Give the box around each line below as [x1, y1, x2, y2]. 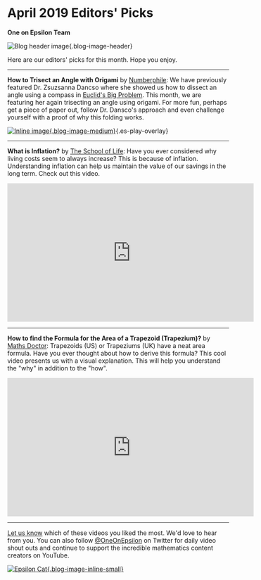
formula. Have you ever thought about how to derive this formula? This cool [7, 349, 227, 357]
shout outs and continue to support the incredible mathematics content [7, 543, 213, 552]
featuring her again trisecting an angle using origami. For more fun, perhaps [7, 98, 227, 106]
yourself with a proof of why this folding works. [7, 112, 144, 121]
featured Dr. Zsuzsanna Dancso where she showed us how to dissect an [7, 83, 217, 91]
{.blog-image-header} [69, 41, 133, 50]
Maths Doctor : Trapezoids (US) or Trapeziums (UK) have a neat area [7, 341, 205, 349]
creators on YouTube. [7, 550, 70, 560]
